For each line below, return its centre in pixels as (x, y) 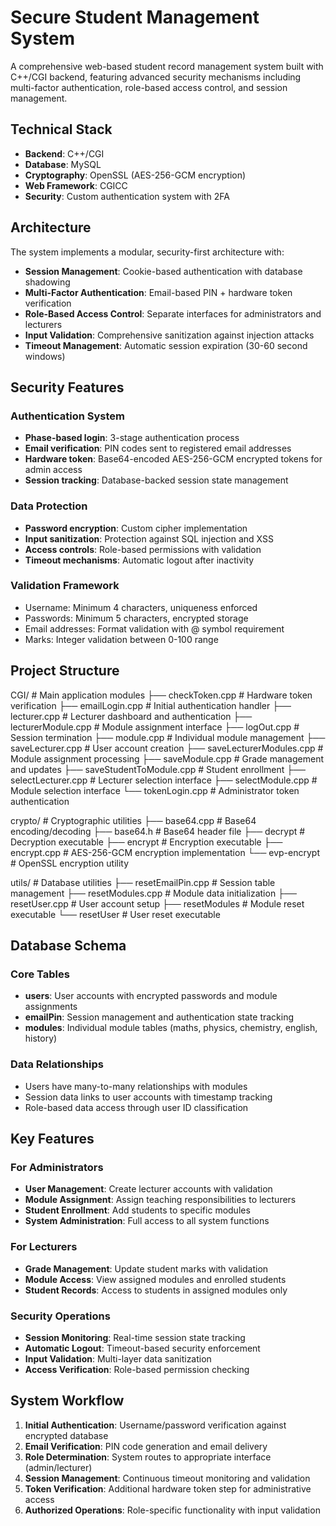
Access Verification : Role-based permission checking (137, 1369)
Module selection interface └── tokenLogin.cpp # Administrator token (155, 790)
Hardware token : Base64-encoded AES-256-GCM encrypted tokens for (173, 459)
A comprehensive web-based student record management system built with (167, 66)
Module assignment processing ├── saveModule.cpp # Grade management (167, 758)
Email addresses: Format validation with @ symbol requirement (154, 628)
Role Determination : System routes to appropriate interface (148, 1457)
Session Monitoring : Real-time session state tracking (135, 1337)
